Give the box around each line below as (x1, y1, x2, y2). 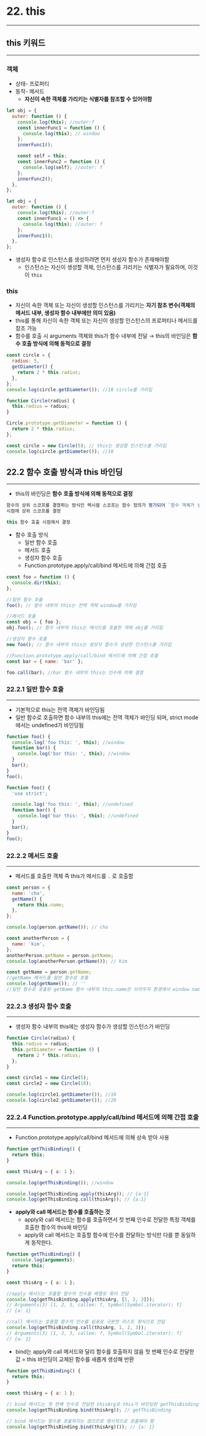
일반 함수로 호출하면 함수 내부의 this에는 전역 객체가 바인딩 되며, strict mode (15, 714, 199, 721)
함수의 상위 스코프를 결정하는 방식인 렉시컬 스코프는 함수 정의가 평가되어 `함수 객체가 (6, 502, 195, 509)
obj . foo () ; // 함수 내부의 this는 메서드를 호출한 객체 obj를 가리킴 (6, 625, 164, 631)
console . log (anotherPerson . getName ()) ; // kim (6, 958, 128, 964)
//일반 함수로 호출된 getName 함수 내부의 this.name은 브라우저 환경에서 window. (6, 986, 193, 993)
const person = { (6, 884, 51, 891)
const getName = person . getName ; (6, 969, 92, 975)
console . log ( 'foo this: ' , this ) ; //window (12, 739, 124, 746)
